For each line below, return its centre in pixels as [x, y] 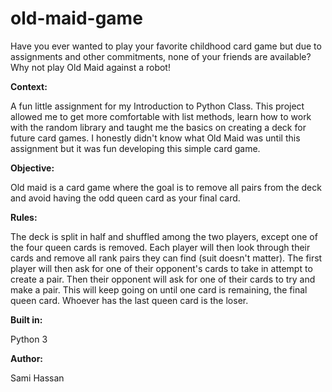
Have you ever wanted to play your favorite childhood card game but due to [166, 46]
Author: [27, 358]
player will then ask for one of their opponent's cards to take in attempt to [161, 268]
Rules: [24, 217]
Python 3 [29, 339]
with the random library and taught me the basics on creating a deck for [158, 127]
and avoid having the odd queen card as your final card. [125, 198]
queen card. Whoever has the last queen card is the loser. [129, 300]
